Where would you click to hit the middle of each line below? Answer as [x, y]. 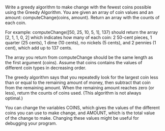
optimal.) [14, 98]
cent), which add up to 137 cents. [39, 48]
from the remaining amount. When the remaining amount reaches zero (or [80, 88]
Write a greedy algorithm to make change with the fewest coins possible [78, 7]
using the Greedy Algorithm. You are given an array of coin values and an [79, 12]
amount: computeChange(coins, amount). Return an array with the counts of [82, 17]
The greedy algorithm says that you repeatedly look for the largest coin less [82, 77]
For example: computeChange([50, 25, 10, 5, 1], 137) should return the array [82, 32]
